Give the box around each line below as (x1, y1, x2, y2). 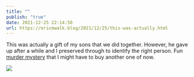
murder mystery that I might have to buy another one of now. (6, 53, 155, 61)
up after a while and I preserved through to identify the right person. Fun (6, 48, 183, 55)
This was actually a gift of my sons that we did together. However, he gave (6, 41, 188, 48)
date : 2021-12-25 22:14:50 (6, 19, 73, 25)
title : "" (6, 8, 31, 15)
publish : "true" (6, 14, 46, 20)
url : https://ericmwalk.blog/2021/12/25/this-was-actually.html (6, 25, 168, 31)
